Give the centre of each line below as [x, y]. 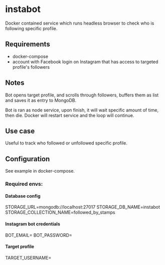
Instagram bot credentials [33, 224]
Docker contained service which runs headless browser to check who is [80, 23]
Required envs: [24, 184]
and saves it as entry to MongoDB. [41, 100]
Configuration [28, 159]
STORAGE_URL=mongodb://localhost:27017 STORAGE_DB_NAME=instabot [83, 207]
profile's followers [31, 67]
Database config [23, 196]
